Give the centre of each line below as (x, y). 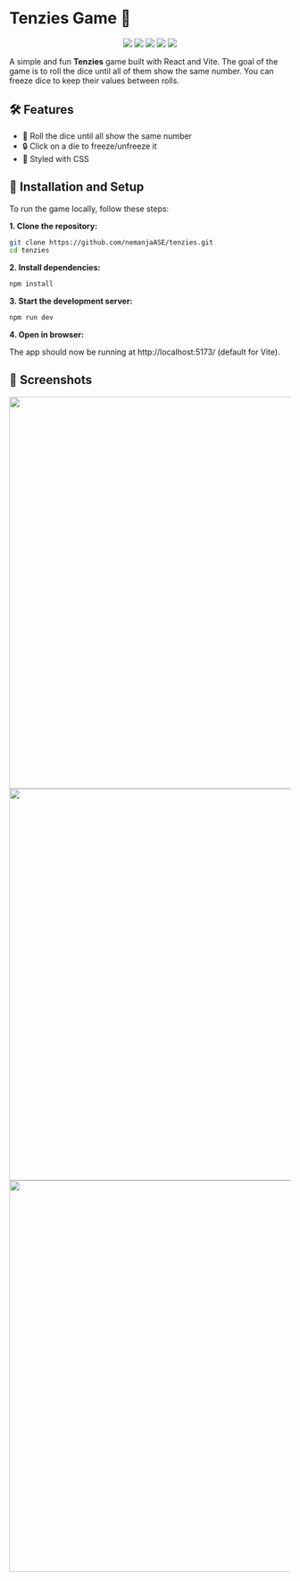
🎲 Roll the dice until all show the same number (107, 136)
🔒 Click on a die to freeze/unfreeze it (89, 146)
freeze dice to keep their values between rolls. (95, 81)
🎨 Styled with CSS (55, 158)
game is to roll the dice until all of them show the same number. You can (142, 71)
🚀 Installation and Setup (77, 187)
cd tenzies (29, 251)
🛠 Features (42, 110)
